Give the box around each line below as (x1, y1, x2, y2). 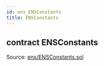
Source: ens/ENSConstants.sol (6, 53, 84, 61)
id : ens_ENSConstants (6, 9, 62, 15)
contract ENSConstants (6, 37, 98, 48)
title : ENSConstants (6, 15, 59, 21)
